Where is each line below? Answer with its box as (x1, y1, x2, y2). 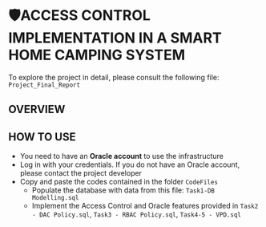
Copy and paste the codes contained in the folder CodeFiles (19, 177, 219, 187)
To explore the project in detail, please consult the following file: (8, 72, 220, 82)
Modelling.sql (31, 194, 79, 202)
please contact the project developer (19, 168, 143, 178)
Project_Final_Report (8, 81, 81, 89)
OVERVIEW (8, 103, 66, 116)
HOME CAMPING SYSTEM (8, 46, 186, 64)
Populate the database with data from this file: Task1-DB (31, 185, 215, 195)
